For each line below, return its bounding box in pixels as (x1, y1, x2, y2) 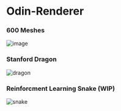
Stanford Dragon (6, 55, 57, 63)
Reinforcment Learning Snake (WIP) (6, 84, 115, 93)
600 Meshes (6, 26, 45, 35)
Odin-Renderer (6, 4, 84, 18)
